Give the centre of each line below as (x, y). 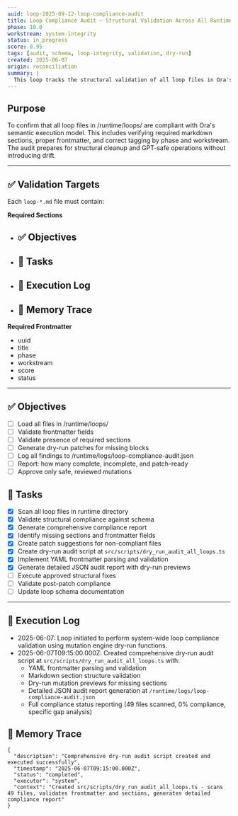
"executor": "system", (47, 781)
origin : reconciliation (42, 67)
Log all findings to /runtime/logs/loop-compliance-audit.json (106, 456)
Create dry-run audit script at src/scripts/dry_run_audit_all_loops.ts (121, 551)
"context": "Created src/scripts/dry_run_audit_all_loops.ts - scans (118, 787)
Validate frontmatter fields (56, 432)
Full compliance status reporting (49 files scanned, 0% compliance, (127, 704)
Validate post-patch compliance (64, 583)
